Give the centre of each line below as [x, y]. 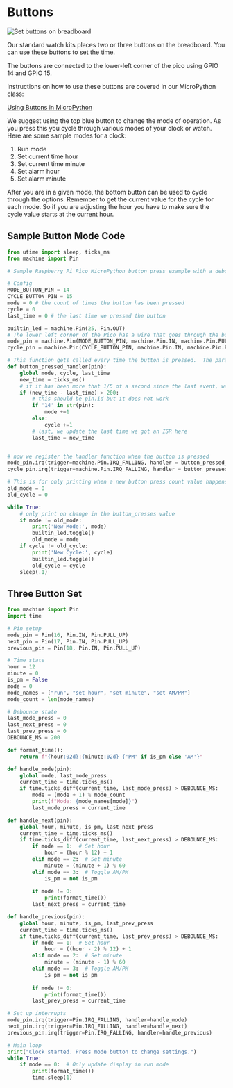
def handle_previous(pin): [46, 917]
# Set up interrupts [37, 1014]
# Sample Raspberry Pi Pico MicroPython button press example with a [110, 271]
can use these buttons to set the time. [61, 52]
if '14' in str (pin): [63, 406]
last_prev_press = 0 [37, 731]
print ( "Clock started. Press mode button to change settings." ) [102, 1052]
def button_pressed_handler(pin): [57, 367]
